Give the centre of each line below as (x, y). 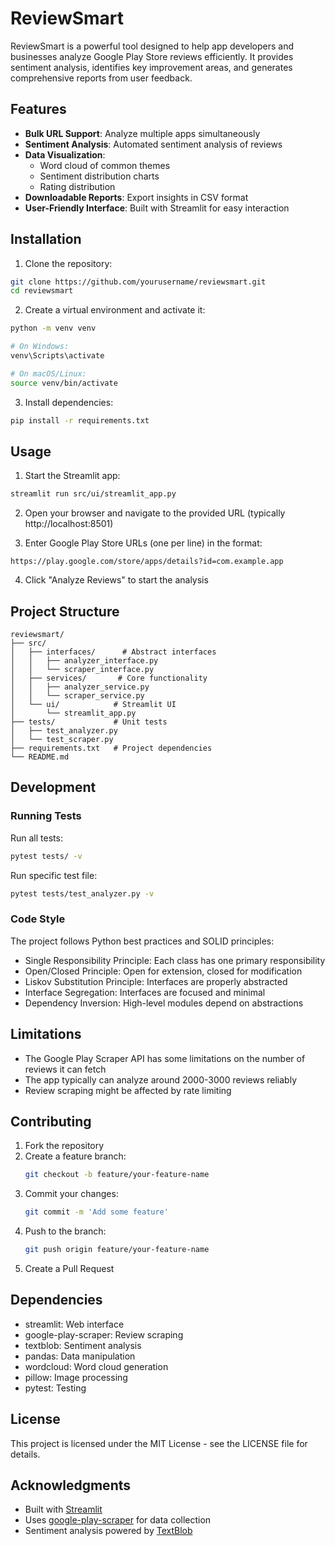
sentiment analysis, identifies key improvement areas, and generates (151, 67)
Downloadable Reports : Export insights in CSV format (136, 197)
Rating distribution (77, 186)
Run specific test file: (54, 875)
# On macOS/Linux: (48, 373)
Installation (46, 239)
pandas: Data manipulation (80, 1356)
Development (53, 787)
